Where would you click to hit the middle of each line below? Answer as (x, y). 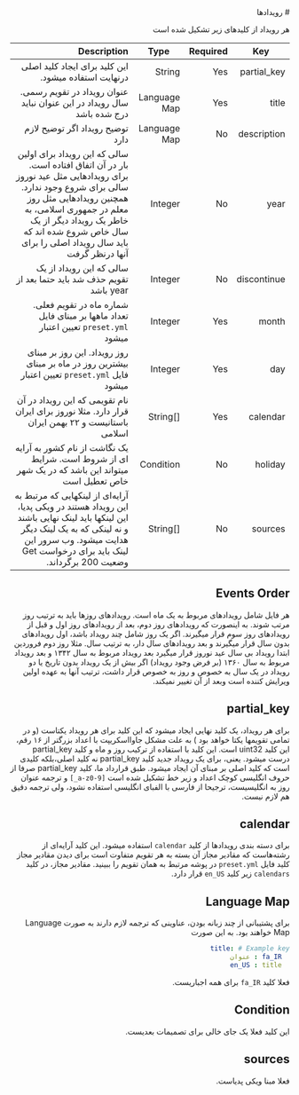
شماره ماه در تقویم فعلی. (81, 305)
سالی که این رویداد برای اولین (73, 154)
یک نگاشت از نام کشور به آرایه (72, 448)
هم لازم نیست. (266, 796)
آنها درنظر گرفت (98, 253)
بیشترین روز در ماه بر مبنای (78, 363)
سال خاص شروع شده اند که (76, 231)
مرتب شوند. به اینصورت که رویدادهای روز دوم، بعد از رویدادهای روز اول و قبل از (158, 624)
